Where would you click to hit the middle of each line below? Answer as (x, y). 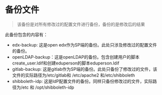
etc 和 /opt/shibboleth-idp (48, 87)
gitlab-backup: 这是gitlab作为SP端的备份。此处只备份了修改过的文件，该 (84, 69)
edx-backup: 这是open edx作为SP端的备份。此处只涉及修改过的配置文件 (84, 45)
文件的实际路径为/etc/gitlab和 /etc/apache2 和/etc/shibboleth (73, 75)
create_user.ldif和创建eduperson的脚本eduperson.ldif (66, 63)
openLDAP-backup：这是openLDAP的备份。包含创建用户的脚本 (76, 57)
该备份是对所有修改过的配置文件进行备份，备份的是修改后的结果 (81, 24)
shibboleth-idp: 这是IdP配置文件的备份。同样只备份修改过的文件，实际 (82, 81)
